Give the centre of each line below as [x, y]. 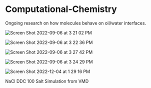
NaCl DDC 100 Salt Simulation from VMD [47, 81]
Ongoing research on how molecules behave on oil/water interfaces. [76, 23]
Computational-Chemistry [61, 9]
